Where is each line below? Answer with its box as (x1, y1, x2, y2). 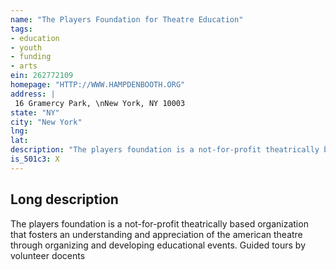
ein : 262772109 (10, 71, 74, 81)
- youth (10, 42, 43, 53)
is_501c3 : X (10, 154, 60, 164)
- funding (10, 52, 52, 62)
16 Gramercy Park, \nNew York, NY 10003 (14, 98, 186, 108)
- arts (10, 61, 38, 71)
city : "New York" (10, 117, 83, 127)
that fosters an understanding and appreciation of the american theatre (10, 228, 303, 240)
